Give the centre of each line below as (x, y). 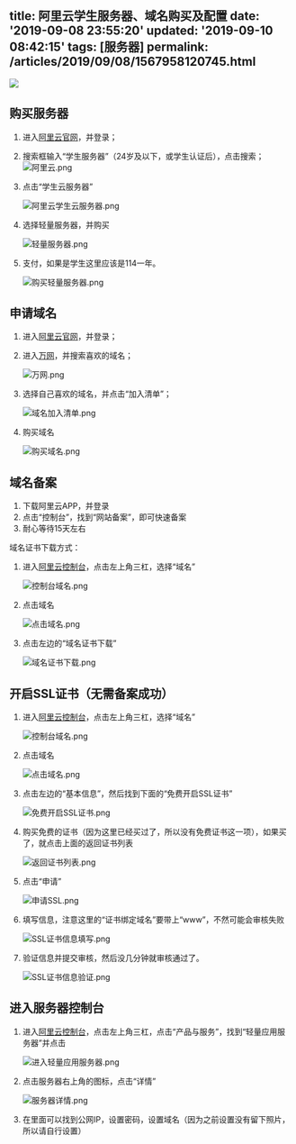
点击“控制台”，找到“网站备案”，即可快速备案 (104, 517)
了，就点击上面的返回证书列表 (77, 843)
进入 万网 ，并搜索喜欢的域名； (77, 356)
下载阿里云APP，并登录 (66, 506)
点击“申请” (42, 882)
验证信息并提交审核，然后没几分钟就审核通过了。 (113, 958)
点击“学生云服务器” (58, 186)
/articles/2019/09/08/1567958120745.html (133, 62)
